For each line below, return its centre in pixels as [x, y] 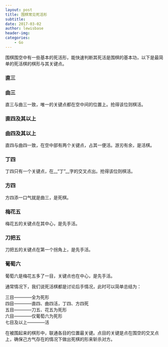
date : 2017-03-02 [23, 24]
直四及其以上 [21, 118]
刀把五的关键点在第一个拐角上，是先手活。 [49, 250]
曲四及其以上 [21, 133]
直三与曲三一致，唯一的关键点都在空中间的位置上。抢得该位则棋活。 [75, 104]
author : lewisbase [24, 29]
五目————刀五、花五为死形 [36, 309]
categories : [18, 38]
